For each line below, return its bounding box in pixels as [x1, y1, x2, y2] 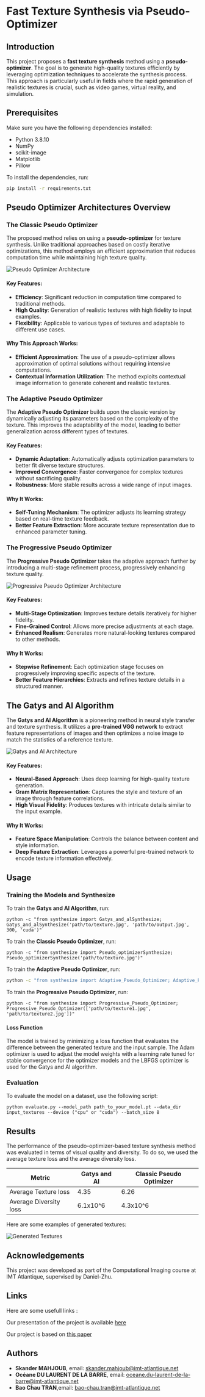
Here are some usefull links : [6, 1307, 78, 1314]
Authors [6, 1348, 38, 1359]
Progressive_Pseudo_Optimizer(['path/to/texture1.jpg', [6, 1005, 151, 1011]
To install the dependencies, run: [6, 173, 89, 181]
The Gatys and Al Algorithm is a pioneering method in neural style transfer [6, 717, 195, 724]
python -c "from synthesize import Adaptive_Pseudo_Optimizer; [6, 978, 171, 984]
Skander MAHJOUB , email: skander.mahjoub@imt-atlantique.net [15, 1364, 179, 1371]
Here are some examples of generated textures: [6, 1221, 127, 1228]
